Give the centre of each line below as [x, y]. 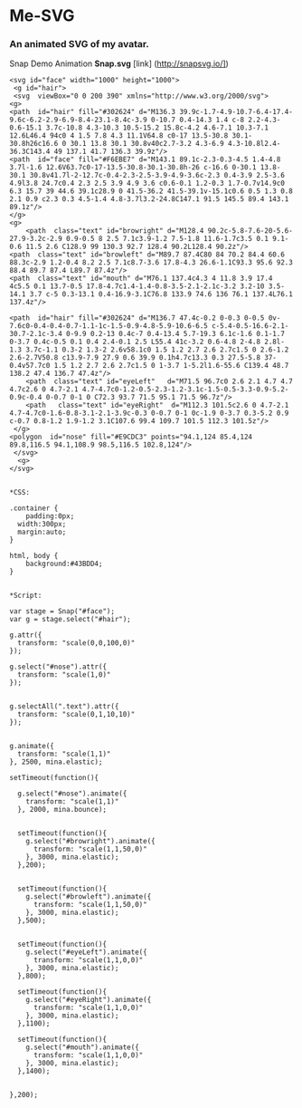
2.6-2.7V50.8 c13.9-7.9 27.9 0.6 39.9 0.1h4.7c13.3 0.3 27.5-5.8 [135, 358]
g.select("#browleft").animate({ [89, 897]
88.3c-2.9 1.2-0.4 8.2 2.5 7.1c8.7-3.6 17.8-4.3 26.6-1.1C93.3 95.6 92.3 [151, 263]
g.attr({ [26, 635]
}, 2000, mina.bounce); [62, 810]
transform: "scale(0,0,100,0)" [76, 643]
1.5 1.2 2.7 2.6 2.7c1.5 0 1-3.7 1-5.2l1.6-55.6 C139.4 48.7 [171, 366]
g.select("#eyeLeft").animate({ [86, 952]
